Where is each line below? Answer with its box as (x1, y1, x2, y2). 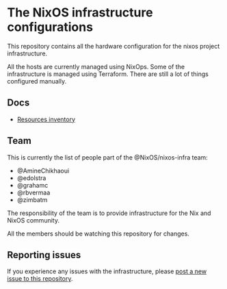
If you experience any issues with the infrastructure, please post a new (7, 267, 207, 275)
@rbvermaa (16, 188, 51, 197)
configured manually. (7, 77, 67, 85)
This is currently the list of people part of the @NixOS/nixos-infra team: (7, 153, 209, 162)
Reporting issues (7, 249, 81, 261)
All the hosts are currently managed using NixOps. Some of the (7, 62, 185, 71)
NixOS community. (7, 216, 60, 224)
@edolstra (16, 173, 46, 182)
